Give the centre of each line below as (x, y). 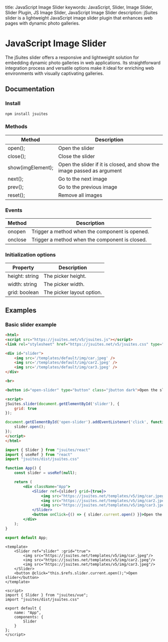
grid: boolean (23, 292)
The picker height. (65, 276)
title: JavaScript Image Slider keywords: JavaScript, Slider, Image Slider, (79, 7)
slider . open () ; (30, 427)
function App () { (23, 468)
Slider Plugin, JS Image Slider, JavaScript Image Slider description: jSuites (81, 13)
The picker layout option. (73, 292)
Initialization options (30, 255)
